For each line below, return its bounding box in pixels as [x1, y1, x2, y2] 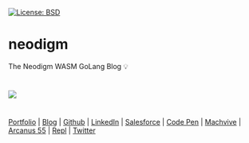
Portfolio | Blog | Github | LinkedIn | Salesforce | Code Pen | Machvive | [8, 118, 242, 127]
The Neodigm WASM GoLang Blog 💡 [8, 61, 129, 71]
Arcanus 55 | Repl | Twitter [8, 126, 96, 135]
